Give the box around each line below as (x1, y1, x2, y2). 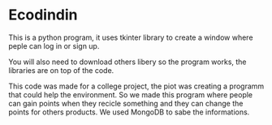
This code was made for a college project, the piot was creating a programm (8, 81, 265, 91)
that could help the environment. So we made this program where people (8, 89, 253, 99)
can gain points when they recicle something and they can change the (8, 98, 244, 108)
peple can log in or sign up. (8, 41, 100, 50)
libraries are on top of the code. (8, 65, 114, 75)
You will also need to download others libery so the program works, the (8, 57, 247, 67)
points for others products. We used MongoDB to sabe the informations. (8, 107, 250, 117)
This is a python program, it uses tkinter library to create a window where (8, 32, 253, 42)
